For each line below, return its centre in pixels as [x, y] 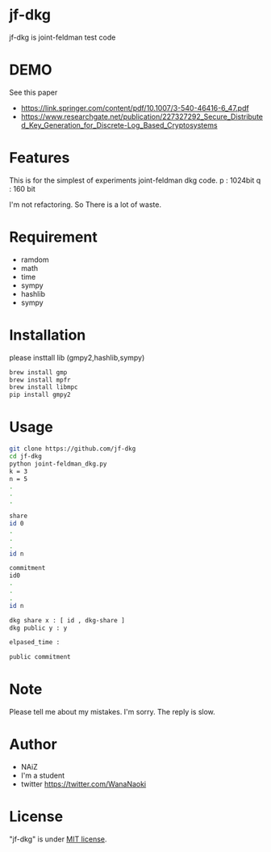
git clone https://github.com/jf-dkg [73, 449]
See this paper [33, 92]
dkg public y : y [38, 628]
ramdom [35, 259]
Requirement [53, 237]
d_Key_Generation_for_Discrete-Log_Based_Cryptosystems [119, 125]
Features [40, 158]
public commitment [40, 657]
